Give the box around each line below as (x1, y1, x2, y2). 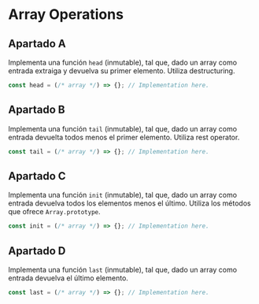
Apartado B (8, 103, 65, 117)
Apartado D (8, 244, 66, 258)
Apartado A (8, 37, 67, 50)
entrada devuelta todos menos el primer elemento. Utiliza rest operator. (8, 132, 240, 142)
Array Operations (8, 6, 124, 24)
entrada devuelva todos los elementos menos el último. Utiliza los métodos (8, 198, 251, 208)
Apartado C (8, 169, 66, 183)
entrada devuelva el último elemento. (8, 273, 128, 283)
